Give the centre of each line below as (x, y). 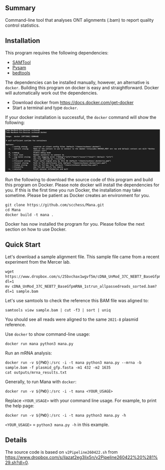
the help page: (20, 406)
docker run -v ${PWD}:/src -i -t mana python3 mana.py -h (66, 415)
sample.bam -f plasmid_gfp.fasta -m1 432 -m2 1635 (58, 367)
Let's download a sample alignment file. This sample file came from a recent (82, 257)
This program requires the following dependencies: (57, 53)
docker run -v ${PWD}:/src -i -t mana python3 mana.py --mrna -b (73, 362)
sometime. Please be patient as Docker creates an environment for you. (78, 195)
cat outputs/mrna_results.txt (36, 372)
